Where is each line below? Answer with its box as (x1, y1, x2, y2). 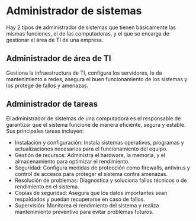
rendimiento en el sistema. (14, 182, 79, 190)
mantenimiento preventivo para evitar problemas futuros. (14, 208, 154, 215)
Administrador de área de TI (6, 53, 111, 63)
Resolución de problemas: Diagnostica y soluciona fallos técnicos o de (14, 177, 187, 184)
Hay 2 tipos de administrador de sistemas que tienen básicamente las (6, 24, 176, 31)
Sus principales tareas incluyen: (6, 127, 84, 134)
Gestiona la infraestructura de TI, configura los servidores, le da (6, 69, 162, 76)
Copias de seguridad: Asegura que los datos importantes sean (14, 189, 168, 196)
